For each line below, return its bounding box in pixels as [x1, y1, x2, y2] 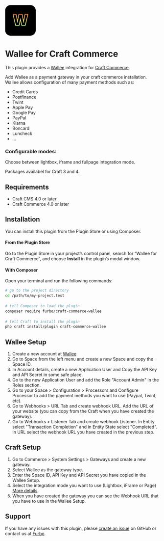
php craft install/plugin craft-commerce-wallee [5, 324, 106, 329]
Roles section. [12, 382, 41, 388]
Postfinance [12, 94, 37, 100]
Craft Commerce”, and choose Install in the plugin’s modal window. [5, 256, 141, 262]
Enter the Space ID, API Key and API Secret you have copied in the [12, 472, 146, 478]
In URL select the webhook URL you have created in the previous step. [12, 429, 155, 435]
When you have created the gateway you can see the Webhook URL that [12, 493, 159, 499]
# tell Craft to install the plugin [5, 319, 80, 324]
